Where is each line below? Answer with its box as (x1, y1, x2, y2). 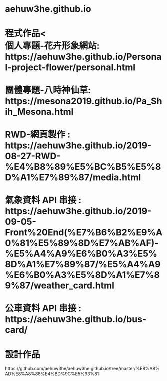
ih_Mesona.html (5, 106, 74, 118)
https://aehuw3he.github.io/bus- (5, 314, 147, 325)
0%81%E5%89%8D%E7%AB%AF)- (5, 237, 159, 249)
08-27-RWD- (5, 151, 61, 162)
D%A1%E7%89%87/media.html (5, 172, 141, 183)
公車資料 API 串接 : (5, 303, 82, 314)
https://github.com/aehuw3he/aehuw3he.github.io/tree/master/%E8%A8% (5, 366, 160, 372)
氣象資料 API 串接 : (5, 195, 82, 206)
